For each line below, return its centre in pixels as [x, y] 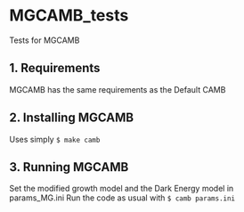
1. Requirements [55, 68]
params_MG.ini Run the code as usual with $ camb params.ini [122, 198]
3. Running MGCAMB [69, 167]
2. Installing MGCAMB [72, 118]
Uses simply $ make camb [55, 139]
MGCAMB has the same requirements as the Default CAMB [118, 89]
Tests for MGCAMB [45, 40]
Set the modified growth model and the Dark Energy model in [122, 189]
